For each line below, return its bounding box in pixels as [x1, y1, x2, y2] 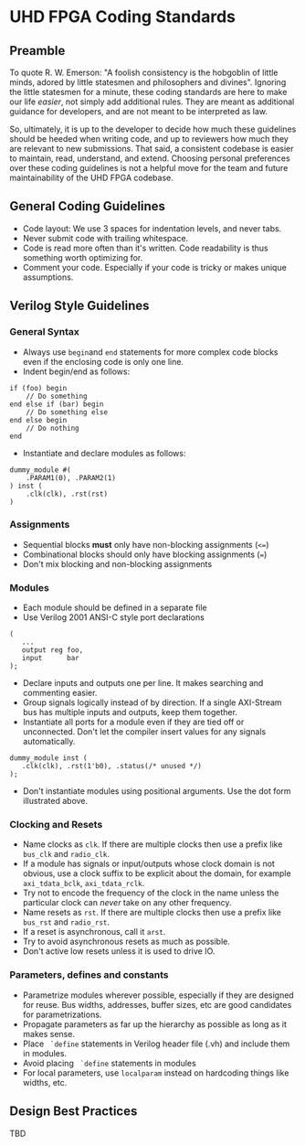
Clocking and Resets [9, 819, 103, 831]
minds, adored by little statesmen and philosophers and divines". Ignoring [9, 77, 287, 88]
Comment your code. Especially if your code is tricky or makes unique [22, 262, 288, 273]
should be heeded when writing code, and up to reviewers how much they [9, 134, 289, 144]
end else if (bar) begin [9, 400, 104, 409]
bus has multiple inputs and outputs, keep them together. [22, 707, 237, 718]
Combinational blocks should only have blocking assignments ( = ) [22, 549, 268, 560]
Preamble [9, 43, 66, 59]
